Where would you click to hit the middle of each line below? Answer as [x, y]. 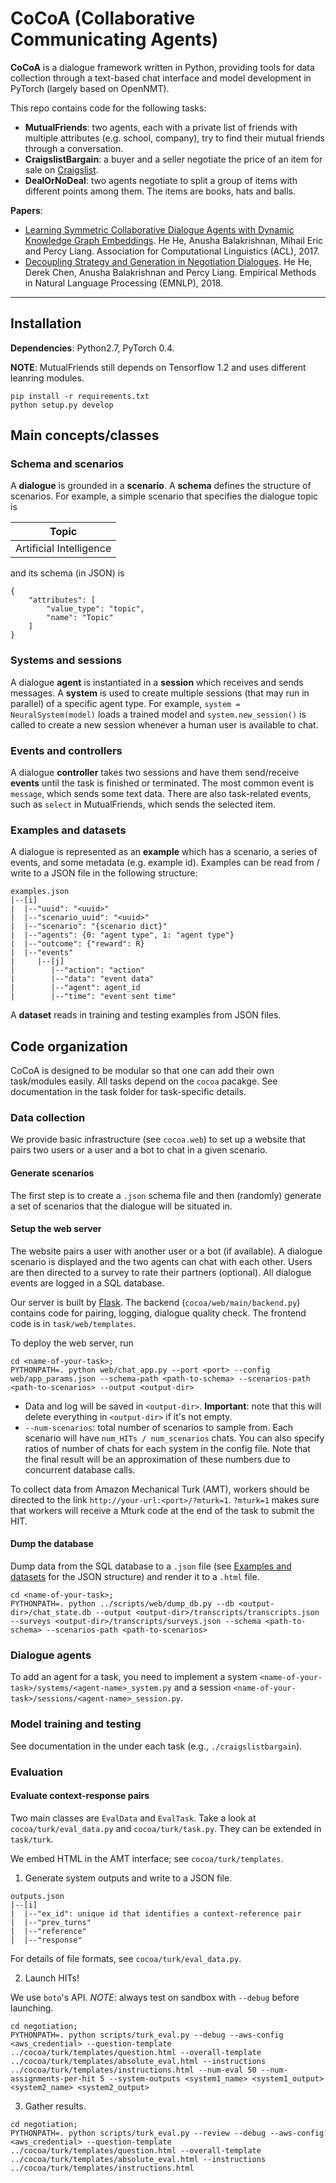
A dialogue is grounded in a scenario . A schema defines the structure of [161, 486]
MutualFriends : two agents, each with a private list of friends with [161, 127]
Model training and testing [76, 1724]
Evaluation [36, 1772]
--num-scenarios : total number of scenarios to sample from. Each [159, 1427]
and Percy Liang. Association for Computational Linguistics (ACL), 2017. [172, 251]
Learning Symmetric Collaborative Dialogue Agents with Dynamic [159, 229]
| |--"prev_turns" [51, 1922]
